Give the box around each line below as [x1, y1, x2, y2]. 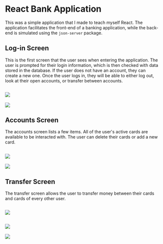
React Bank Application [5, 3, 102, 15]
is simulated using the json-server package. [14, 30, 103, 36]
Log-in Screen [5, 44, 49, 52]
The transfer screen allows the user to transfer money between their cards [5, 190, 155, 196]
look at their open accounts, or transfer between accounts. [5, 78, 123, 83]
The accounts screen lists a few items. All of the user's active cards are [5, 129, 148, 135]
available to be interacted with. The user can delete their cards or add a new [5, 134, 158, 140]
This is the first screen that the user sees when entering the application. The [5, 57, 158, 63]
